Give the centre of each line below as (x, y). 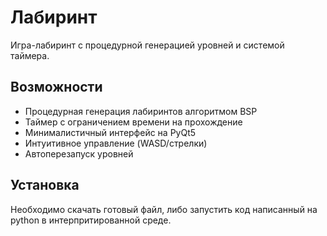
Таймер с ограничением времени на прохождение (133, 122)
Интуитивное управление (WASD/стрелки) (116, 143)
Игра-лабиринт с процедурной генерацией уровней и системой (147, 45)
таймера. (30, 55)
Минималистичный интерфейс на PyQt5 (110, 132)
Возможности (56, 87)
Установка (45, 185)
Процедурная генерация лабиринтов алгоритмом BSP (141, 111)
